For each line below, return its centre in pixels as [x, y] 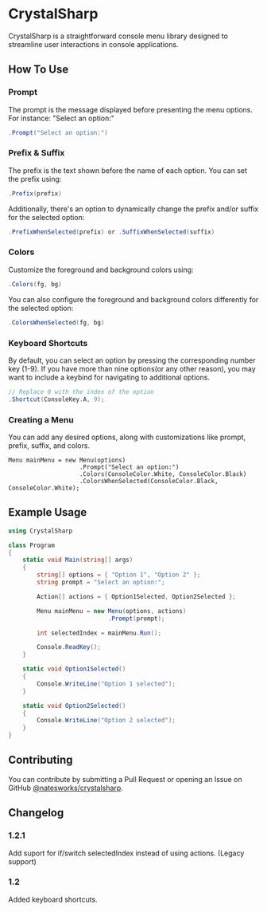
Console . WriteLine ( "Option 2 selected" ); [106, 721]
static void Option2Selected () [74, 706]
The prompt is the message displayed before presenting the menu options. [130, 109]
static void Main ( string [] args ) [78, 560]
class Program [32, 545]
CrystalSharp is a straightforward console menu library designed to [118, 36]
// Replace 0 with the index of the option [81, 391]
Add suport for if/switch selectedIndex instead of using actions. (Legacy [126, 853]
